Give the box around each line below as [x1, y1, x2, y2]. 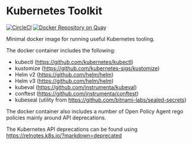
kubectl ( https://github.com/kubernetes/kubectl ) [14, 58, 134, 65]
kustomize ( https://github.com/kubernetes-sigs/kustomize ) [14, 64, 160, 72]
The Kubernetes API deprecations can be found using [6, 125, 138, 133]
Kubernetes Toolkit [6, 4, 103, 18]
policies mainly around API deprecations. [6, 114, 106, 121]
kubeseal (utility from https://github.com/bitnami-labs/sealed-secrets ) [14, 96, 187, 103]
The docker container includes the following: [6, 46, 116, 54]
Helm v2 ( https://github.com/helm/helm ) [14, 71, 114, 78]
